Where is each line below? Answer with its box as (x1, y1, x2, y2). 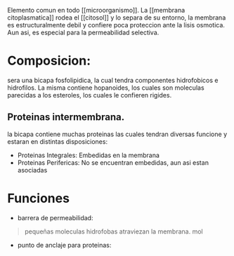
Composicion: (7, 53, 91, 69)
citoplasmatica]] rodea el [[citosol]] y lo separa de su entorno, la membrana (7, 13, 226, 22)
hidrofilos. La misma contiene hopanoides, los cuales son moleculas (7, 83, 205, 92)
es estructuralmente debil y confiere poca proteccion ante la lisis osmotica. (7, 21, 225, 29)
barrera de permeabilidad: (17, 213, 93, 222)
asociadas (17, 166, 48, 174)
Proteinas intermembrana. (7, 112, 125, 123)
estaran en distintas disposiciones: (7, 137, 108, 146)
